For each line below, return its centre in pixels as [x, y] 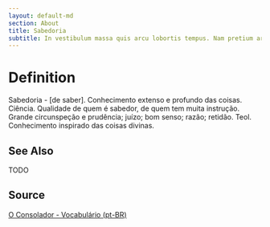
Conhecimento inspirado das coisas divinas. [82, 126]
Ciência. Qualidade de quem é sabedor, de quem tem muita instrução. [124, 108]
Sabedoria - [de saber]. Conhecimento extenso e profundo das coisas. [125, 100]
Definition [42, 78]
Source [27, 195]
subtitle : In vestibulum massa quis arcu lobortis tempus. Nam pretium [131, 38]
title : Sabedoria [37, 30]
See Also [31, 150]
